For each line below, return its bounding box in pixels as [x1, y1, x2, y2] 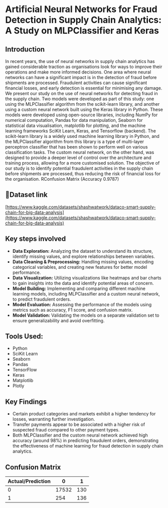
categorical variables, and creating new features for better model [12, 264, 147, 270]
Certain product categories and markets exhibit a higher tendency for [12, 411, 156, 417]
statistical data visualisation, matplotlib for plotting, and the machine [5, 122, 146, 128]
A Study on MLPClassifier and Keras [5, 25, 159, 36]
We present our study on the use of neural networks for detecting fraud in [5, 91, 158, 96]
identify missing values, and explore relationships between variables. [12, 253, 155, 259]
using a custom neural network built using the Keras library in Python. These [5, 107, 163, 112]
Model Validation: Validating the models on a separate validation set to [12, 312, 159, 318]
